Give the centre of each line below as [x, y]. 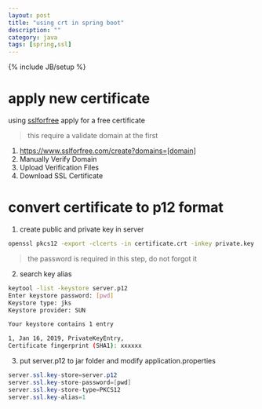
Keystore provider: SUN [47, 310]
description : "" [35, 30]
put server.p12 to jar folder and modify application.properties [117, 361]
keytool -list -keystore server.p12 [68, 288]
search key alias [45, 274]
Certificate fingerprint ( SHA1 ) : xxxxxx [75, 346]
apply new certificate [79, 99]
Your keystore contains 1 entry [61, 324]
